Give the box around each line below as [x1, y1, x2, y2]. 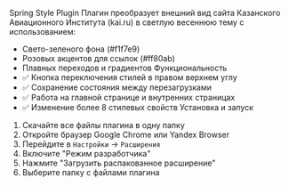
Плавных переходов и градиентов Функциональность [21, 62, 228, 73]
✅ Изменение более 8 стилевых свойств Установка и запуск [21, 102, 254, 112]
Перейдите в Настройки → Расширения [21, 139, 161, 150]
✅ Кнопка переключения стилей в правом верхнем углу [21, 72, 237, 83]
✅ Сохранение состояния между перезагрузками [21, 82, 212, 93]
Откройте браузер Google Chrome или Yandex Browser [21, 129, 229, 140]
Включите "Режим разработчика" [21, 149, 151, 158]
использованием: [9, 27, 76, 36]
